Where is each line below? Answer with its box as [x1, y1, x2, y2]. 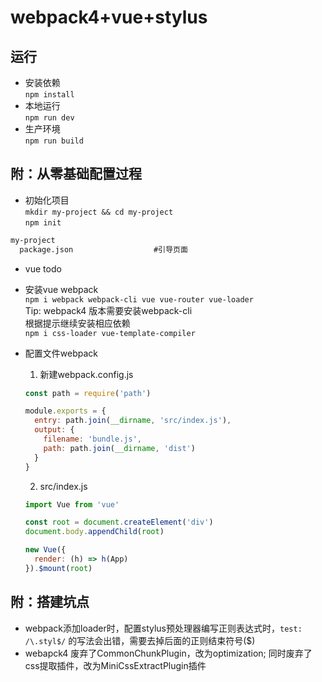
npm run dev [24, 113, 75, 123]
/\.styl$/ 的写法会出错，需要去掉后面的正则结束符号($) [24, 634, 256, 646]
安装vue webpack [24, 283, 99, 295]
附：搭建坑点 [10, 594, 90, 611]
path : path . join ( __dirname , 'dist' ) [43, 443, 196, 453]
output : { [34, 425, 75, 435]
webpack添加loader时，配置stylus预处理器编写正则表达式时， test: [24, 622, 303, 634]
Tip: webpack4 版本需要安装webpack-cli [24, 304, 193, 316]
